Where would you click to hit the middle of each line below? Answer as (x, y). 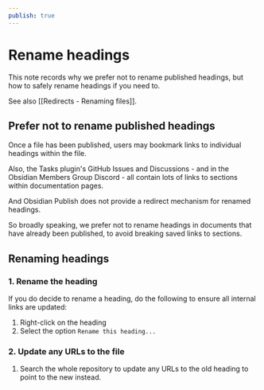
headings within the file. (48, 154)
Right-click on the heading (63, 322)
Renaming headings (59, 258)
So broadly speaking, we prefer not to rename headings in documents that (130, 225)
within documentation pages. (56, 186)
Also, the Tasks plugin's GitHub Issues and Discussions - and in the (118, 169)
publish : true (32, 16)
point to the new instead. (60, 377)
